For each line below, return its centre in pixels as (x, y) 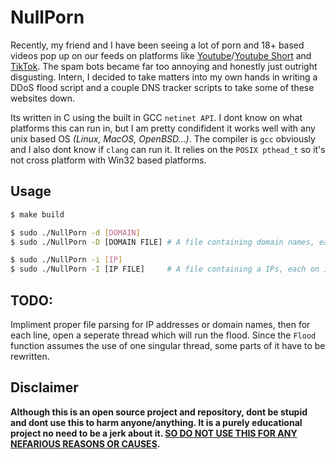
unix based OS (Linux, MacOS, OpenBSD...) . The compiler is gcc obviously (163, 138)
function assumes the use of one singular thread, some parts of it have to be (168, 345)
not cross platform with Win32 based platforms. (108, 160)
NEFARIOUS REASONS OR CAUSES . (85, 443)
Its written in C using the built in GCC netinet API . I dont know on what (156, 117)
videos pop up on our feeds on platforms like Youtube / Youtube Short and (161, 55)
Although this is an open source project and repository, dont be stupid (159, 412)
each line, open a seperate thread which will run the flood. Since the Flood (163, 335)
